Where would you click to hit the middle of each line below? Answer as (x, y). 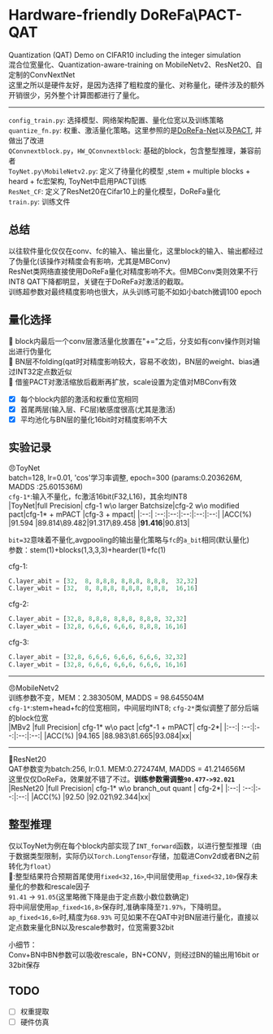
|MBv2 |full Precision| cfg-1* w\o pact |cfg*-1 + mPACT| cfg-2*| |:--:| (124, 727)
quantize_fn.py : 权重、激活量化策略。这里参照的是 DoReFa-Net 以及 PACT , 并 (135, 130)
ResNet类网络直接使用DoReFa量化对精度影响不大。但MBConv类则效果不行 (133, 271)
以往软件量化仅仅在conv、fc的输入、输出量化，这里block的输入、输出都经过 (136, 251)
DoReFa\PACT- (191, 15)
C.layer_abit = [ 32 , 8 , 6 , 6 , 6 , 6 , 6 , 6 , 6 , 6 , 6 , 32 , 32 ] (98, 658)
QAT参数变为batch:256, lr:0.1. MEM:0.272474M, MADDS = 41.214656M (127, 768)
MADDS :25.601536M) (46, 486)
